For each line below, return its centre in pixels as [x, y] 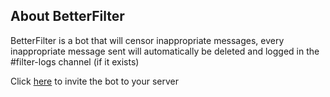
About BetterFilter [67, 16]
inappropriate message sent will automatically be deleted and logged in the [165, 51]
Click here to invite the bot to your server [95, 81]
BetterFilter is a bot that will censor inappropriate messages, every [147, 40]
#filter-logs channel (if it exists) [75, 61]
